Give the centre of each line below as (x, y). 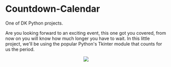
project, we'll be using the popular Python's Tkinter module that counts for (84, 43)
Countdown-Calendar (53, 9)
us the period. (20, 49)
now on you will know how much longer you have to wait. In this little (78, 38)
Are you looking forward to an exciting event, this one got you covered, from (86, 33)
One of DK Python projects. (34, 23)
